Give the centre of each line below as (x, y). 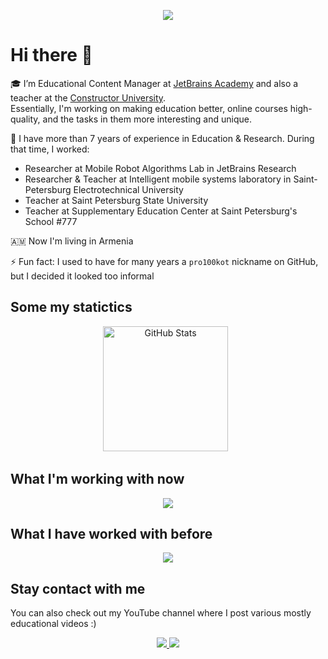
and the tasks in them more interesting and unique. (147, 119)
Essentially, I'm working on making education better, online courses (149, 108)
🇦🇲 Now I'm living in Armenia (72, 241)
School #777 (51, 221)
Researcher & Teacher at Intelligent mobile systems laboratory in (158, 179)
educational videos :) (53, 624)
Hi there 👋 (51, 55)
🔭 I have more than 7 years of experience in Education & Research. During (162, 138)
